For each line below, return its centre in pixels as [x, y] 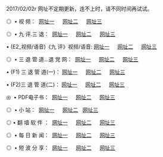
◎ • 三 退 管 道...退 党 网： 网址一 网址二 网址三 [72, 59]
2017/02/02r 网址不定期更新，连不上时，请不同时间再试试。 [79, 9]
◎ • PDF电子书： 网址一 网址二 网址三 [61, 97]
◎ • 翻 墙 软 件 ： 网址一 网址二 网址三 [61, 123]
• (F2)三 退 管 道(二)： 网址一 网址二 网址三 [65, 84]
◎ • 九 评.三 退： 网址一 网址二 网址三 [61, 34]
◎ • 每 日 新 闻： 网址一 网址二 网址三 [61, 135]
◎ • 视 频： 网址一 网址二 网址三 [54, 21]
